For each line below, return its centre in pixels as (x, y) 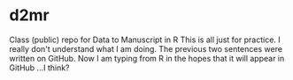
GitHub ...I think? (39, 68)
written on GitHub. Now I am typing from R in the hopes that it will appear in (147, 58)
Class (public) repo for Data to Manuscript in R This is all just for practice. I (145, 40)
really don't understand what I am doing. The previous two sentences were (146, 48)
